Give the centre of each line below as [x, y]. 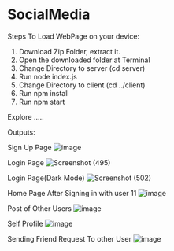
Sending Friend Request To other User [69, 238]
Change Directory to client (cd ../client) [82, 85]
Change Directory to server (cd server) [82, 68]
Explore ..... [26, 116]
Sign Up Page [30, 147]
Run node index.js [48, 76]
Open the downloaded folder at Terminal [84, 60]
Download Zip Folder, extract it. [70, 51]
